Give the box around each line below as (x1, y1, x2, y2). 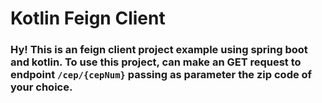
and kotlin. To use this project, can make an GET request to (10, 55, 302, 69)
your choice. (10, 80, 73, 94)
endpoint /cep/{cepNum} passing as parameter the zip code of (10, 68, 313, 82)
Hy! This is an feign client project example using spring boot (10, 43, 308, 57)
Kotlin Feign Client (10, 7, 166, 30)
